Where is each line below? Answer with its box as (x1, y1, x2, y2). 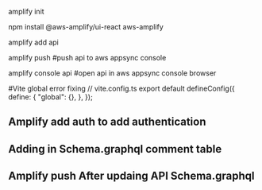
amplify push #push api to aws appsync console (8, 53, 167, 62)
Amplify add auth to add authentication (8, 115, 206, 129)
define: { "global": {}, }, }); (8, 92, 93, 102)
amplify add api (8, 37, 60, 47)
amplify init (8, 7, 45, 16)
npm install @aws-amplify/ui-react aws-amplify (8, 22, 164, 31)
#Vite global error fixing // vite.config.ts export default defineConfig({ (8, 83, 236, 93)
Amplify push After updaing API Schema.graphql (8, 169, 256, 183)
